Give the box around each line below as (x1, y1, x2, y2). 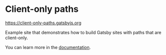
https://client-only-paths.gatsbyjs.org (5, 20, 82, 26)
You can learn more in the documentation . (5, 44, 91, 50)
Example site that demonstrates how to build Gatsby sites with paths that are (5, 29, 162, 35)
